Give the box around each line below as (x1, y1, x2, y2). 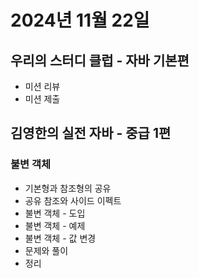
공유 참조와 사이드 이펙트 (24, 194, 122, 206)
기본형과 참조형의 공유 (24, 182, 112, 194)
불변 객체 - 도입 (24, 207, 86, 219)
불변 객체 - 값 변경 (24, 232, 97, 244)
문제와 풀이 (24, 244, 69, 256)
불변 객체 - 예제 (24, 219, 86, 231)
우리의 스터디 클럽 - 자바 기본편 (10, 52, 190, 69)
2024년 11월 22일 (10, 9, 150, 32)
